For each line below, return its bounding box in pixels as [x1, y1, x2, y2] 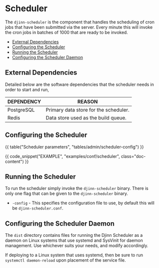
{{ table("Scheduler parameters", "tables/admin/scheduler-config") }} [5, 144, 144, 150]
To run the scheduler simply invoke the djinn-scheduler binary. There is [5, 186, 149, 191]
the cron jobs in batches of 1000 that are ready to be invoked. [5, 29, 128, 35]
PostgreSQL [7, 106, 35, 113]
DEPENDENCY [7, 98, 41, 105]
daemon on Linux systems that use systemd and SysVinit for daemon [5, 237, 143, 244]
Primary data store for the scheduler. [46, 106, 130, 113]
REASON [77, 98, 98, 105]
